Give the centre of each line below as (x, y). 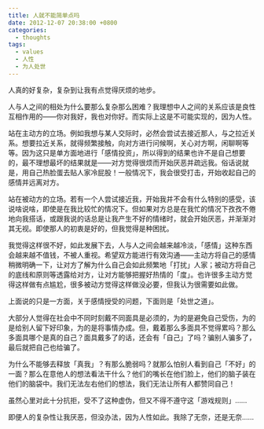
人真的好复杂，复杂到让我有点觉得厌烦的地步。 (84, 90)
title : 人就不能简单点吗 (44, 15)
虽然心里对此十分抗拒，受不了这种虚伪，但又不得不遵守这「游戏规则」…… (128, 400)
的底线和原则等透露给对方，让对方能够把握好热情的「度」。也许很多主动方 (127, 274)
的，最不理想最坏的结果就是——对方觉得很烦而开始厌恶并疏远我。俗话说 (125, 163)
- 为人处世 (31, 67)
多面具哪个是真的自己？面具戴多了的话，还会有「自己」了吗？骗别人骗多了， (132, 337)
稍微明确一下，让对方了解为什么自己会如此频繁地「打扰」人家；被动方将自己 (132, 265)
